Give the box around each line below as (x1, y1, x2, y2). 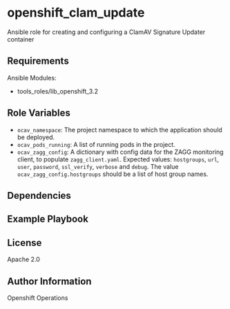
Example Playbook (7, 213, 88, 225)
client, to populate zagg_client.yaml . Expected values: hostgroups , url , (17, 154, 220, 164)
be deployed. (17, 133, 55, 141)
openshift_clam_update (7, 5, 145, 21)
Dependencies (7, 189, 71, 202)
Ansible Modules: (7, 73, 57, 82)
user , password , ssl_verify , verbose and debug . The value (17, 162, 179, 170)
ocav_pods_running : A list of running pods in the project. (17, 140, 176, 148)
